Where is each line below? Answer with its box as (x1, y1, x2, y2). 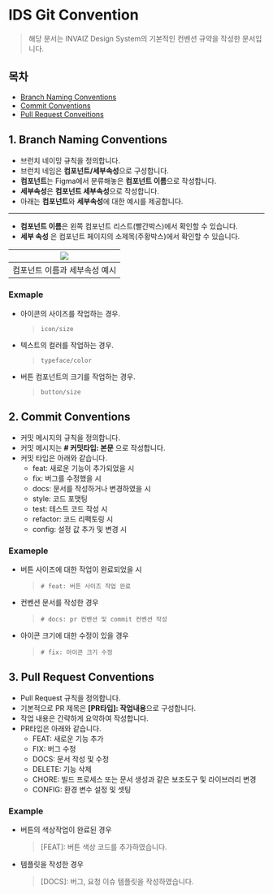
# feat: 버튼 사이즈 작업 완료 (40, 582, 132, 591)
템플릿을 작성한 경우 (19, 860, 84, 870)
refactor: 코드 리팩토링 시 (32, 514, 114, 524)
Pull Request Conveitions (19, 109, 104, 119)
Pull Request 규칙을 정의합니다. (19, 693, 121, 703)
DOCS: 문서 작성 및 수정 (32, 754, 110, 764)
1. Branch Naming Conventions (8, 133, 168, 147)
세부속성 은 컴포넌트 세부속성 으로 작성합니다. (19, 185, 160, 196)
